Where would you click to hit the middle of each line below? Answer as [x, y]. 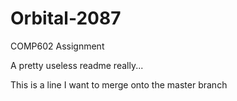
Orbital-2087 [66, 18]
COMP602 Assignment [57, 46]
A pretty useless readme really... [77, 65]
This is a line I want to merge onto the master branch [119, 84]
